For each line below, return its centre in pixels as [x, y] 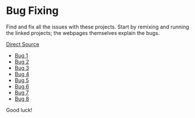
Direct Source [23, 44]
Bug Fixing [32, 11]
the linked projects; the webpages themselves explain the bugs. [83, 33]
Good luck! [19, 110]
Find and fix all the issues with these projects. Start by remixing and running [97, 27]
